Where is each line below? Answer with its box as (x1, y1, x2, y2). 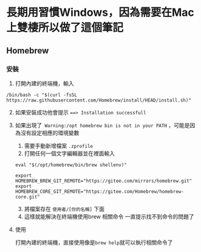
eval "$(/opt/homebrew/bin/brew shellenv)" (15, 162, 128, 168)
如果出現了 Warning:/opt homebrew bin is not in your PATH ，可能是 (15, 121, 190, 128)
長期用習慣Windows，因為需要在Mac (6, 5, 194, 19)
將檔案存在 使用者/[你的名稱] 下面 (24, 205, 105, 212)
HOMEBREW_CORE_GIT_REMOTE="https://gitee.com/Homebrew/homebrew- (15, 188, 184, 195)
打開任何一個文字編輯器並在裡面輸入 (24, 150, 115, 157)
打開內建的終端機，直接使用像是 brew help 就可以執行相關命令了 (15, 239, 173, 246)
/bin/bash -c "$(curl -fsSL (6, 92, 78, 98)
